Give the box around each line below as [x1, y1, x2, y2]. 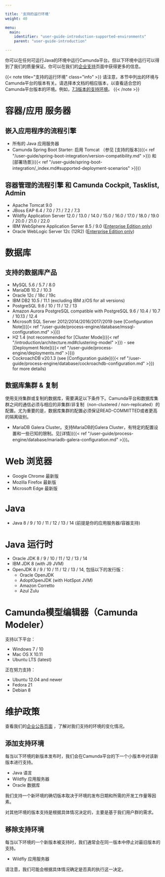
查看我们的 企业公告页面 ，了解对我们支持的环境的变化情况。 [5, 724, 127, 729]
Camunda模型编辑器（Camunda [5, 607, 138, 618]
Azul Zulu [19, 588, 39, 594]
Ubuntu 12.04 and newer [12, 677, 63, 683]
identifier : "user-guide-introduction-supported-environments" [14, 34, 147, 39]
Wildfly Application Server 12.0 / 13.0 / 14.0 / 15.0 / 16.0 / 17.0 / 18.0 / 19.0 [12, 213, 159, 219]
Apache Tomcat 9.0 [12, 202, 53, 208]
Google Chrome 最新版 [12, 473, 59, 479]
